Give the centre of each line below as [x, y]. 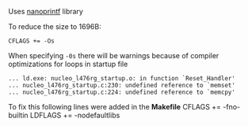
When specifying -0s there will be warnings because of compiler [114, 56]
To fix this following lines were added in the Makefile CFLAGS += [115, 107]
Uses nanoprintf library [46, 11]
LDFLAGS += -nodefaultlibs [75, 115]
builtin [19, 115]
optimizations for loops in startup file [68, 64]
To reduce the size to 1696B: [55, 26]
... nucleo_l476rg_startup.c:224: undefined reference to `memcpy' [122, 92]
